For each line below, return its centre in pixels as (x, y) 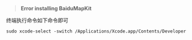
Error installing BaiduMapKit (56, 8)
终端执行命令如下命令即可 (37, 20)
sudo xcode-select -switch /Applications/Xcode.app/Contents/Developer (96, 31)
